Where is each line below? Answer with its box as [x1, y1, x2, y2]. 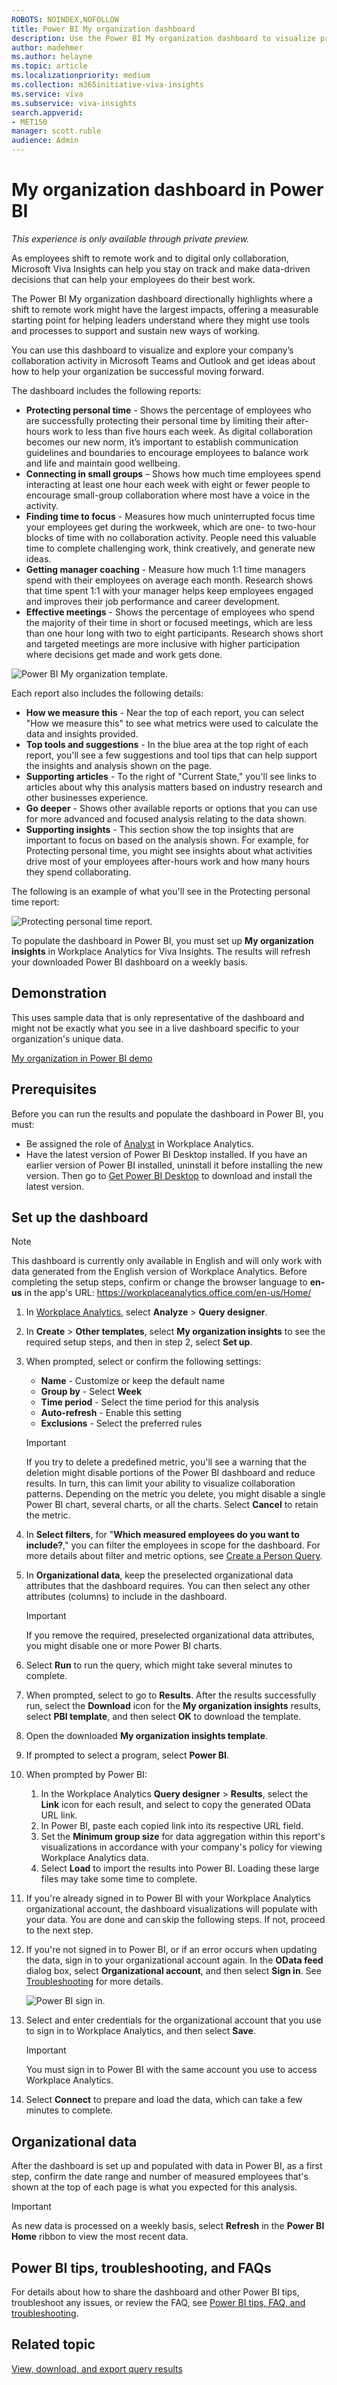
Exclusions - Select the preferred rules [40, 1417, 203, 1430]
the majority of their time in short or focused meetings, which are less [25, 616, 313, 628]
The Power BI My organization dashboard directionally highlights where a [11, 292, 313, 305]
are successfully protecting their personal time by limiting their [25, 414, 284, 426]
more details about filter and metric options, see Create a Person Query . [25, 1550, 323, 1562]
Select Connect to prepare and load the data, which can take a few [25, 2094, 303, 2106]
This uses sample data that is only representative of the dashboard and [11, 1011, 305, 1023]
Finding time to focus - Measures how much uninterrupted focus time [25, 510, 316, 522]
